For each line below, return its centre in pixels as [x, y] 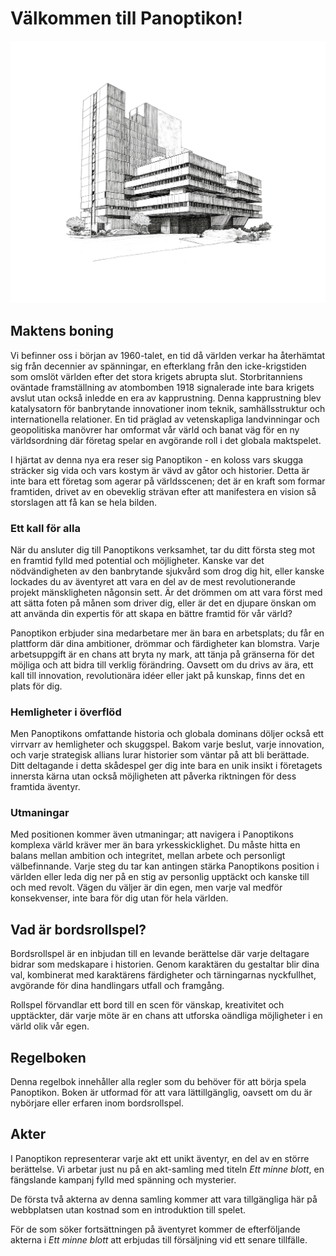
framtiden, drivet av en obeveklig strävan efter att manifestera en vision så [163, 491]
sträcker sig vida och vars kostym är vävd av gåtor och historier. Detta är [160, 470]
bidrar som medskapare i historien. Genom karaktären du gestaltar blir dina [165, 964]
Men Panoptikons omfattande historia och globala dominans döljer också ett [167, 734]
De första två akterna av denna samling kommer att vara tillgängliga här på [164, 1199]
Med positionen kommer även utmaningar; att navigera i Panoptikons [152, 834]
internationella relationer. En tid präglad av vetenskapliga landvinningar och [165, 419]
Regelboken [48, 1057]
